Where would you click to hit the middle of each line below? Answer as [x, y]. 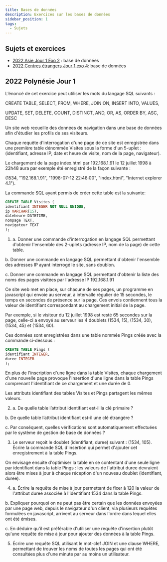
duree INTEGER [20, 359]
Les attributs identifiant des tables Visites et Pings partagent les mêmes [79, 393]
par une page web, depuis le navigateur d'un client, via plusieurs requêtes [81, 508]
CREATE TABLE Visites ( [30, 202]
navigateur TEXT [22, 225]
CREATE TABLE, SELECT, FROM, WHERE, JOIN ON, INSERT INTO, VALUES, [82, 103]
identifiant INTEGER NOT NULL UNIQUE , [45, 207]
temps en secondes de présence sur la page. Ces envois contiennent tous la [84, 300]
